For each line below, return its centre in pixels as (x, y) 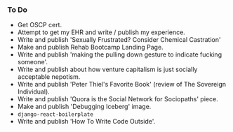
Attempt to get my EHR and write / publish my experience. (101, 32)
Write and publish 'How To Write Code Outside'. (86, 122)
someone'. (32, 62)
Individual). (34, 91)
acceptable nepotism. (49, 77)
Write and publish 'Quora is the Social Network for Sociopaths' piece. (118, 99)
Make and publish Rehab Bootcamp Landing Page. (90, 47)
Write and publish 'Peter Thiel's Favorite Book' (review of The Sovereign (122, 85)
